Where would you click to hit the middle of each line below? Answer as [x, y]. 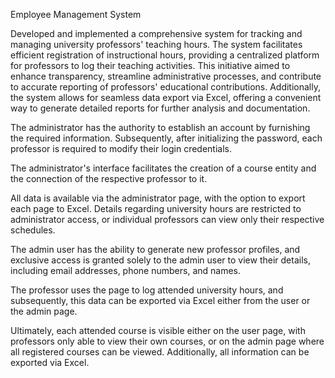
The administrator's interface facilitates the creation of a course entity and [163, 168]
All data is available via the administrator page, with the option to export [158, 198]
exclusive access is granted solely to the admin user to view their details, [160, 260]
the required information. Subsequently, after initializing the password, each [166, 138]
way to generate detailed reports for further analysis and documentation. [160, 108]
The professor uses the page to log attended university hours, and [147, 290]
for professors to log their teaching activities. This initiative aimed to [150, 65]
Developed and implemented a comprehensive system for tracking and [156, 33]
